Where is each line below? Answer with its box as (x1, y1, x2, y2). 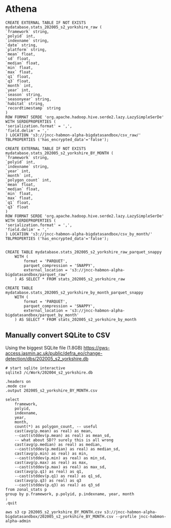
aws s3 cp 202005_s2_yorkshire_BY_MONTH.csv (5, 509, 102, 515)
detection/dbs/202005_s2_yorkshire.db (5, 355, 89, 361)
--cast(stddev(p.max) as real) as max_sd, (14, 464, 107, 469)
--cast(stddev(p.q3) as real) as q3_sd (14, 482, 100, 487)
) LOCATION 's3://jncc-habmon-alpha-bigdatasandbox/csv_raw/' (5, 132, 141, 138)
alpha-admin (5, 518, 31, 523)
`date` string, (5, 42, 38, 48)
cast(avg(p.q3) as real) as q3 (14, 478, 82, 483)
